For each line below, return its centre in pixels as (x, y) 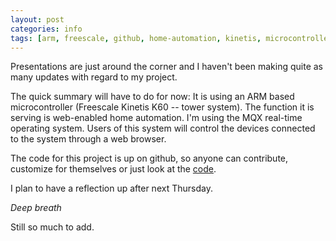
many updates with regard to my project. (94, 77)
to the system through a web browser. (88, 139)
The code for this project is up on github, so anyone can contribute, (149, 158)
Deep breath (36, 208)
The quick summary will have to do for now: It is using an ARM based (152, 97)
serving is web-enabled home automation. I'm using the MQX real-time (156, 118)
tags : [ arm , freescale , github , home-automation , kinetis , (136, 38)
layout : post (37, 19)
